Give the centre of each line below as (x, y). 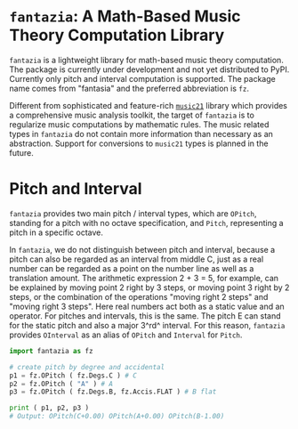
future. (21, 152)
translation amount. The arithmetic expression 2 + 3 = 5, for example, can (144, 278)
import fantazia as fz (51, 351)
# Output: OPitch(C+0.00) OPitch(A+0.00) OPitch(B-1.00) (117, 417)
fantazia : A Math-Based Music (125, 16)
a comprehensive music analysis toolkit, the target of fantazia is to (132, 115)
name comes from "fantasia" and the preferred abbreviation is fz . (129, 88)
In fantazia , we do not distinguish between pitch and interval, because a (142, 249)
